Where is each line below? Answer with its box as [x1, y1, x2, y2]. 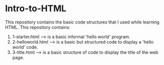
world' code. [12, 44, 38, 50]
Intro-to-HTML [5, 3, 66, 14]
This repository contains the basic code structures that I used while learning [5, 19, 160, 25]
